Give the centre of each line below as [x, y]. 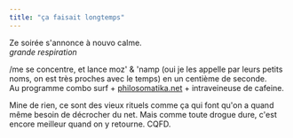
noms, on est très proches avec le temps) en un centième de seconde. [138, 78]
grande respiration [43, 52]
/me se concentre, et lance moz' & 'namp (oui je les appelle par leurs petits [146, 69]
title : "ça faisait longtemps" [67, 17]
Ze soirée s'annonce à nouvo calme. [75, 42]
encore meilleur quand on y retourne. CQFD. [90, 124]
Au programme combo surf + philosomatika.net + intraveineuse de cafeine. [146, 88]
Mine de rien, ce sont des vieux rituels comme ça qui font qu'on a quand [142, 105]
